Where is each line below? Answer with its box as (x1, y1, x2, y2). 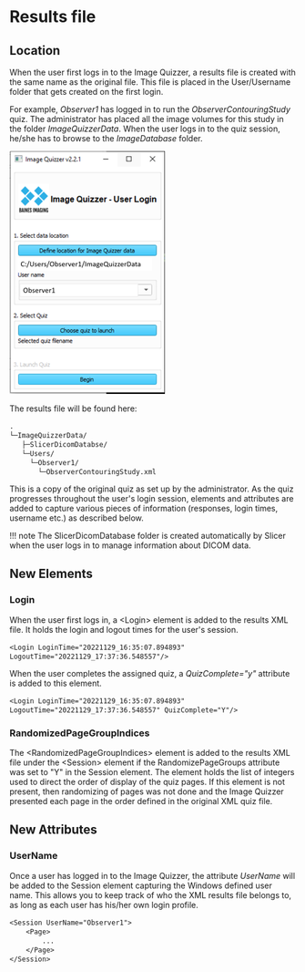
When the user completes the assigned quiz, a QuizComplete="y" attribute (9, 667, 290, 678)
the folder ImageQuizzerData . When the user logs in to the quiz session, (9, 123, 280, 134)
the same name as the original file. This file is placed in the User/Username (9, 77, 291, 88)
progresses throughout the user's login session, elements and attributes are (9, 493, 294, 503)
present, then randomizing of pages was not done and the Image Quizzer (9, 786, 284, 797)
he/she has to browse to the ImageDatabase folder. (9, 133, 203, 143)
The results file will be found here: (9, 403, 137, 414)
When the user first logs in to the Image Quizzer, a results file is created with (9, 67, 296, 78)
